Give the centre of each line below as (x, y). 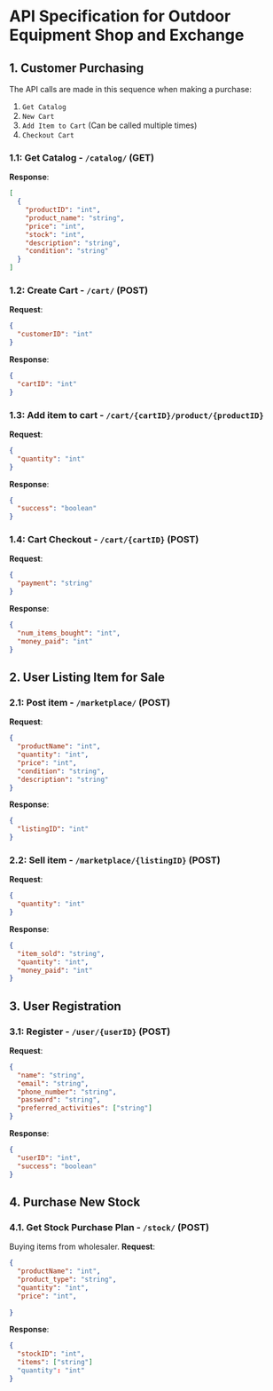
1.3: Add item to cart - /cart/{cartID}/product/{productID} (136, 415)
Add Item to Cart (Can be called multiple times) (109, 125)
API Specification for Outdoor (120, 16)
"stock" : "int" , (55, 234)
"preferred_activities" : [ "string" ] (85, 1108)
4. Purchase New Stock (75, 1202)
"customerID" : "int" (55, 335)
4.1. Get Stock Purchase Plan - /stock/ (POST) (109, 1227)
